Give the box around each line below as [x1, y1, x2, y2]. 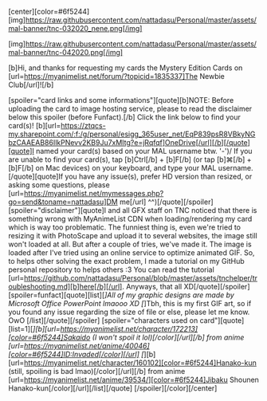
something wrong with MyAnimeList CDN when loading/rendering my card [8, 214, 253, 223]
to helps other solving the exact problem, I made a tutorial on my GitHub [8, 257, 245, 265]
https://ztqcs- [61, 121, 106, 130]
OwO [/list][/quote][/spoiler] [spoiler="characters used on [8, 316, 198, 325]
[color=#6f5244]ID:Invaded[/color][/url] [8, 350, 139, 359]
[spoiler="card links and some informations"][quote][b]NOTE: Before [8, 96, 234, 104]
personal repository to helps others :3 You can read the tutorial [8, 265, 215, 274]
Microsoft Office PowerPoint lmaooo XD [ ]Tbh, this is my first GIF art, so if [8, 299, 252, 308]
